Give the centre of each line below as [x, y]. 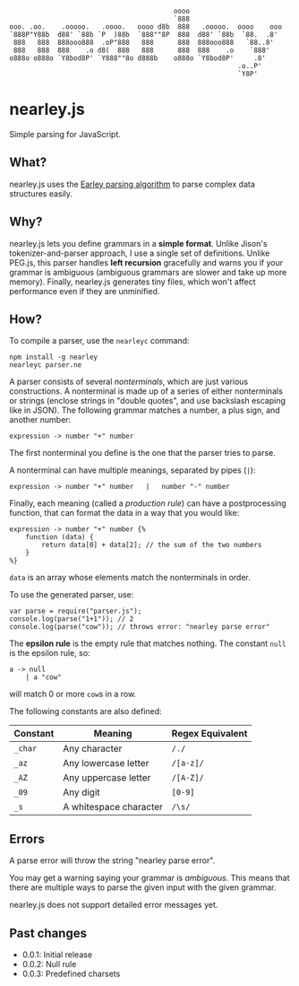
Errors [27, 838]
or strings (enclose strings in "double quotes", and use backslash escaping [148, 401]
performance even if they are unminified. [85, 291]
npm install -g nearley [54, 357]
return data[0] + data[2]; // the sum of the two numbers [152, 545]
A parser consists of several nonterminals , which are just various [129, 382]
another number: [40, 420]
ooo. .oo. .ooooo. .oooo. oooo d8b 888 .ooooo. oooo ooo [145, 27]
